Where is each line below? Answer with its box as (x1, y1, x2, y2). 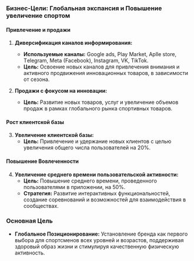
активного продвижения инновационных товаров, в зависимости (23, 70, 189, 77)
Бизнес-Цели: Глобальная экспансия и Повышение (6, 4, 162, 12)
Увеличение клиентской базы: (14, 132, 94, 139)
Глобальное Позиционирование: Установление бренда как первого (14, 230, 188, 237)
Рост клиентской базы (6, 118, 65, 125)
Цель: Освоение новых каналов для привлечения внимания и (23, 63, 180, 70)
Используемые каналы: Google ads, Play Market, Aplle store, (23, 51, 177, 58)
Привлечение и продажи (6, 26, 71, 33)
